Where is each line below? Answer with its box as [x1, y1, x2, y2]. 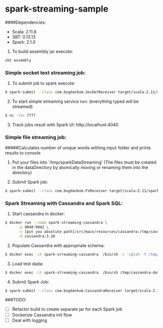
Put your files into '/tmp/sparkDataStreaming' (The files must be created [12, 159, 157, 165]
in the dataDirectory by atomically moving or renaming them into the [12, 165, 148, 171]
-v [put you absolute [17, 229, 62, 234]
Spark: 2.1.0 [12, 39, 36, 45]
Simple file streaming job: [5, 134, 67, 141]
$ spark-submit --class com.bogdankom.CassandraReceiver [5, 288, 123, 293]
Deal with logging [12, 317, 48, 323]
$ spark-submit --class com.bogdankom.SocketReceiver [5, 90, 116, 95]
